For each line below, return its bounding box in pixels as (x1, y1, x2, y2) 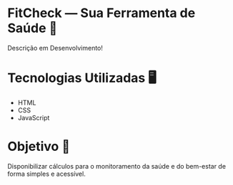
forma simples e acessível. (7, 169, 86, 178)
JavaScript (17, 113, 50, 122)
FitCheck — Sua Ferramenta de (7, 5, 196, 21)
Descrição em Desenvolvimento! (7, 43, 104, 52)
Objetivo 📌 (7, 139, 70, 154)
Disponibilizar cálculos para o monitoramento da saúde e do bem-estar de (7, 162, 227, 170)
